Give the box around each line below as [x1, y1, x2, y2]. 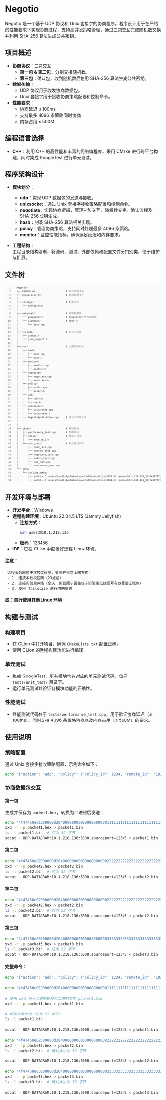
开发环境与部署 [5, 493, 51, 502]
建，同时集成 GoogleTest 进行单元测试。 [12, 154, 95, 160]
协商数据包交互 [5, 784, 41, 791]
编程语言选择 [5, 134, 44, 143]
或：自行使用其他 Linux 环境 [5, 597, 62, 603]
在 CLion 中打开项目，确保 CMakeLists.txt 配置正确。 [12, 641, 121, 647]
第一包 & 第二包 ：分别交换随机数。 [19, 69, 90, 75]
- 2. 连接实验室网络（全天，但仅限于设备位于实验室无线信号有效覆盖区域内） [7, 581, 144, 586]
